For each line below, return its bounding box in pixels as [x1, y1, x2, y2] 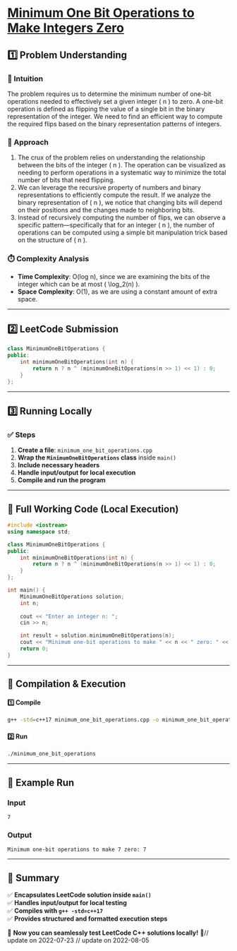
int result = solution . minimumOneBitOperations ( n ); [20, 632, 175, 640]
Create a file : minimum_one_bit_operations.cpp [17, 446, 153, 455]
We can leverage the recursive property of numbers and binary [17, 184, 201, 192]
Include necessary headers [17, 461, 100, 469]
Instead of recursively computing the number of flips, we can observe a [17, 213, 226, 222]
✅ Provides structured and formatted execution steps [7, 914, 168, 923]
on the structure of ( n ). [17, 236, 87, 244]
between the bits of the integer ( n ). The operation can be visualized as [17, 161, 226, 169]
